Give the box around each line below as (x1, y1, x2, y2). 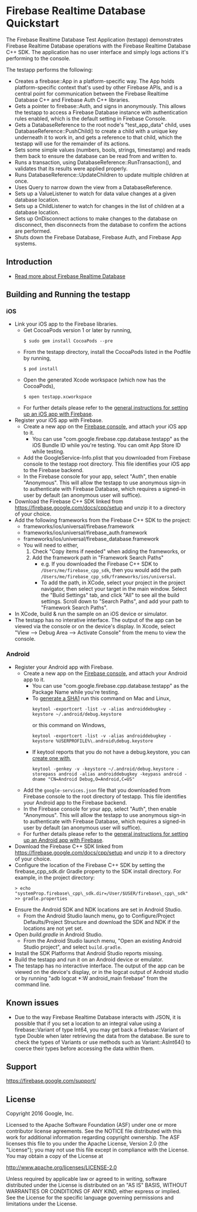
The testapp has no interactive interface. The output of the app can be (14, 962, 185, 969)
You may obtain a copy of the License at (6, 1153, 104, 1160)
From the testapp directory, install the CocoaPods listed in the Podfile (23, 349, 191, 356)
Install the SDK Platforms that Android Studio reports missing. (14, 949, 163, 956)
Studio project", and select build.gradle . (23, 943, 122, 950)
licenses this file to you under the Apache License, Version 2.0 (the (6, 1140, 168, 1147)
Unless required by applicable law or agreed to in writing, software (6, 1176, 167, 1183)
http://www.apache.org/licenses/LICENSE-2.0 (6, 1164, 117, 1171)
